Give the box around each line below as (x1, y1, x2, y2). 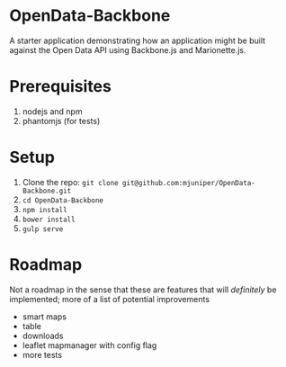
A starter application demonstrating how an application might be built (9, 35, 266, 46)
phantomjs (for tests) (22, 115, 101, 126)
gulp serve (22, 224, 64, 234)
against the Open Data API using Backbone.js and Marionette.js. (9, 44, 246, 55)
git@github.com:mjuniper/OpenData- (121, 178, 256, 187)
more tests (22, 349, 63, 360)
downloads (22, 330, 64, 341)
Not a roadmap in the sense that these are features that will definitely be (9, 284, 277, 295)
